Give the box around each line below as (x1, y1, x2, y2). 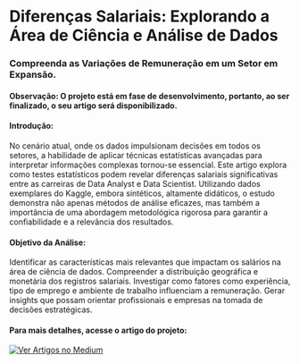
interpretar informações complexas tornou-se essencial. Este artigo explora (9, 159, 287, 170)
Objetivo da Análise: (9, 237, 87, 248)
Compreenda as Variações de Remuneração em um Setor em (9, 57, 278, 70)
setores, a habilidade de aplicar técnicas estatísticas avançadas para (9, 149, 263, 160)
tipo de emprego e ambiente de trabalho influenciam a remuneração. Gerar (9, 285, 286, 296)
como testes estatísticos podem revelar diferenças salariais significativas (9, 168, 278, 180)
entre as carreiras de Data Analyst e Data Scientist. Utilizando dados (9, 178, 261, 189)
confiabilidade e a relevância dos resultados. (9, 216, 174, 227)
